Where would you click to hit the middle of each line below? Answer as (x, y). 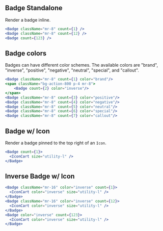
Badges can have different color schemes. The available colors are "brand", (81, 65)
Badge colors (26, 53)
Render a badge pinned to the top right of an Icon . (56, 143)
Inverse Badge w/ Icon (40, 176)
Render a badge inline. (28, 20)
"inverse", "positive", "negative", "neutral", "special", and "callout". (72, 70)
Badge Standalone (34, 8)
